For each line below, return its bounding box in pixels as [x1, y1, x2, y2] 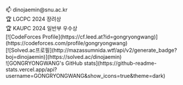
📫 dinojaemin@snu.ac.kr [5, 6, 68, 13]
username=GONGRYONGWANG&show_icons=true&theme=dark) [5, 73, 166, 79]
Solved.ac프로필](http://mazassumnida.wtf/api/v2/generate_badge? [11, 47, 178, 53]
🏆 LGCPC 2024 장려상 [5, 15, 62, 23]
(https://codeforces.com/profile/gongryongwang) [5, 40, 128, 46]
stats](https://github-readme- [84, 59, 157, 67]
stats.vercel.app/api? [5, 66, 57, 73]
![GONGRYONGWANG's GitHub [5, 59, 83, 67]
